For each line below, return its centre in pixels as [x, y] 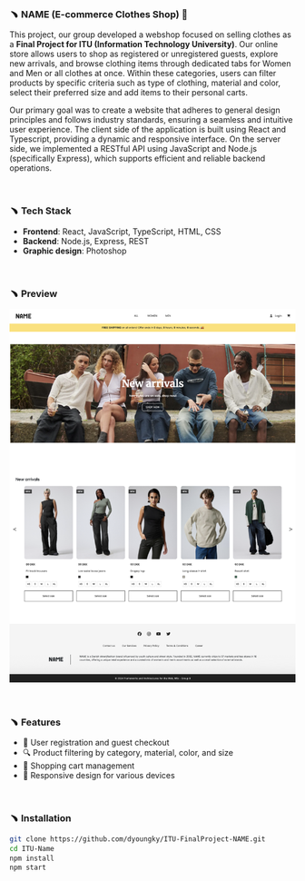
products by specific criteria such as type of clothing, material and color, [145, 83]
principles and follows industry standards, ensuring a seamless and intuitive [151, 120]
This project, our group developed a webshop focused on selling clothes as [151, 35]
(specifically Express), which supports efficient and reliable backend [138, 158]
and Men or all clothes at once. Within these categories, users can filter [143, 74]
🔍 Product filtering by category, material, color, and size [128, 753]
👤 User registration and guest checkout [96, 743]
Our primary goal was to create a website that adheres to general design [145, 110]
